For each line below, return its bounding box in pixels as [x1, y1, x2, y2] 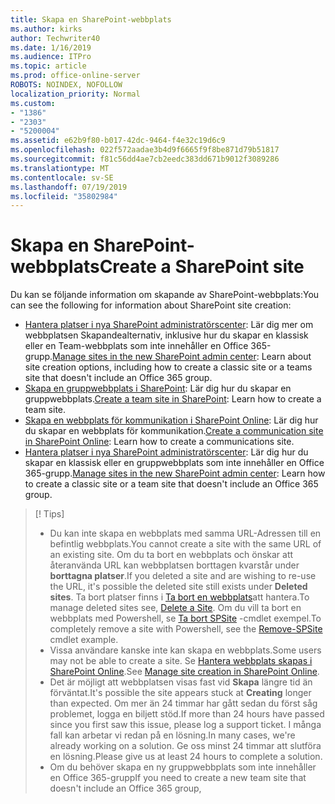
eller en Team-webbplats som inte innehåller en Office [24, 340, 249, 352]
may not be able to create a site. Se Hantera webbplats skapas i [49, 655, 313, 667]
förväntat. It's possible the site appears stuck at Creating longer [49, 687, 312, 699]
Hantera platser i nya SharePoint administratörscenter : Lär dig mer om [24, 319, 314, 331]
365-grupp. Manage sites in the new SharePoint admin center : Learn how [24, 467, 326, 480]
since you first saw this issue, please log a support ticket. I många [49, 719, 322, 731]
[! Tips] [34, 508, 65, 520]
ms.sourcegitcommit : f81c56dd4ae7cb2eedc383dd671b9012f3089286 [10, 154, 280, 164]
